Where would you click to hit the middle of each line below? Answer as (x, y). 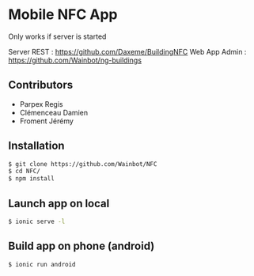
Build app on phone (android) (82, 246)
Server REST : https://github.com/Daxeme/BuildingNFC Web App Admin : (127, 51)
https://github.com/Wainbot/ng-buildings (75, 60)
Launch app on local (59, 203)
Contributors (41, 85)
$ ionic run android (42, 264)
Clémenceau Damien (54, 112)
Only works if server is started (57, 36)
